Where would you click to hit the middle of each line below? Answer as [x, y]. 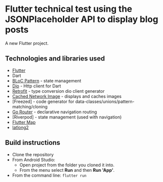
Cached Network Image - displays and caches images [67, 96]
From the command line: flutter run [49, 175]
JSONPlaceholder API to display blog [82, 19]
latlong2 [20, 127]
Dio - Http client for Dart [36, 86]
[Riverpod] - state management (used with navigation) [67, 117]
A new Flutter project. [27, 43]
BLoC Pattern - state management [47, 81]
